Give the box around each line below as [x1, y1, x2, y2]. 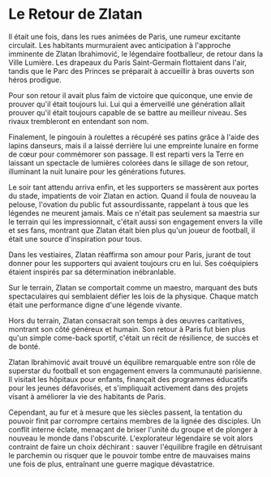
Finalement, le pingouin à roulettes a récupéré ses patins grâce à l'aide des [8, 131, 260, 142]
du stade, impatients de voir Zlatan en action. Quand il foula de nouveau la [8, 191, 257, 200]
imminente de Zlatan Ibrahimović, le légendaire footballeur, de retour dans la [8, 49, 264, 58]
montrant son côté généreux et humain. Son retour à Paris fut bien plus [8, 324, 246, 333]
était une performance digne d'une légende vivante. [8, 299, 183, 309]
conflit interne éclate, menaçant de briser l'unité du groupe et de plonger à [8, 424, 258, 434]
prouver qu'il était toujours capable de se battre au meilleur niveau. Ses [8, 107, 247, 118]
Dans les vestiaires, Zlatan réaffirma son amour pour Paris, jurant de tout [8, 249, 252, 260]
